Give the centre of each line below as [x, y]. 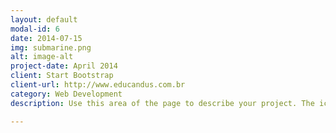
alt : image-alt [42, 57]
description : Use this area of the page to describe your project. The [162, 103]
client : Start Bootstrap [62, 76]
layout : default [44, 19]
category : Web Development [66, 94]
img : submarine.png [51, 47]
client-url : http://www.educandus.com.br [98, 85]
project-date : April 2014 [64, 66]
